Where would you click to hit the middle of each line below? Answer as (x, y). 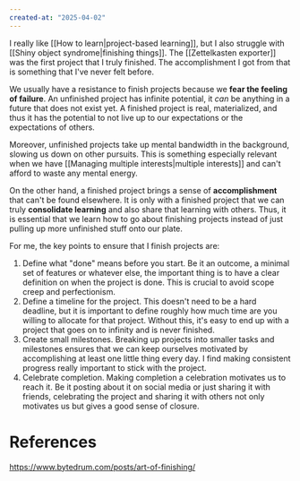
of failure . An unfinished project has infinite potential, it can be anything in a (150, 99)
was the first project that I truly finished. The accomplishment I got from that (150, 62)
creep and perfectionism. (69, 291)
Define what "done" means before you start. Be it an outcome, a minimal (156, 263)
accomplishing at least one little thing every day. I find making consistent (156, 358)
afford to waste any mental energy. (74, 173)
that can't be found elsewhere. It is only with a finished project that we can (147, 200)
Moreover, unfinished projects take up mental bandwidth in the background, (149, 144)
